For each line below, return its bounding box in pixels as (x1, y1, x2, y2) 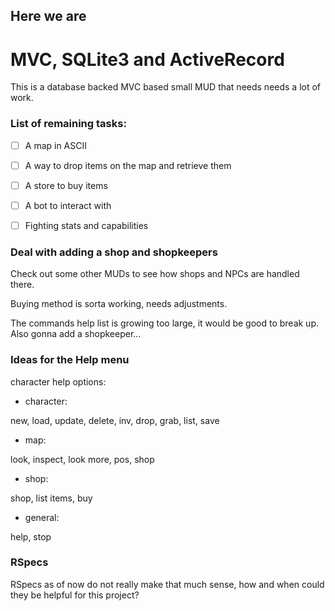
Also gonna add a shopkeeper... (10, 328, 142, 340)
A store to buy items (24, 179, 108, 191)
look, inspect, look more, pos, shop (10, 453, 155, 465)
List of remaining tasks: (10, 117, 127, 131)
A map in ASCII (24, 139, 87, 151)
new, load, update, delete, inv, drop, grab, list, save (10, 414, 220, 426)
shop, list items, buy (10, 492, 93, 504)
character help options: (10, 375, 107, 388)
